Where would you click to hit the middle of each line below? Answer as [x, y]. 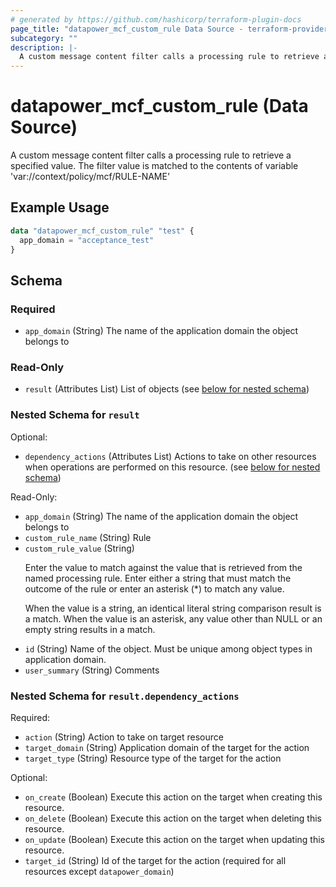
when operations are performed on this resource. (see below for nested [172, 467]
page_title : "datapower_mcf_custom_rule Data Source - [127, 29]
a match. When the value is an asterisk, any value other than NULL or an [173, 618]
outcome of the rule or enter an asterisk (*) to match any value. [154, 588]
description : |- [44, 47]
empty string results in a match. [90, 629]
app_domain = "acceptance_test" [87, 240]
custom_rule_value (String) [79, 548]
